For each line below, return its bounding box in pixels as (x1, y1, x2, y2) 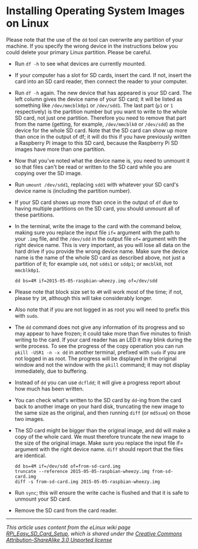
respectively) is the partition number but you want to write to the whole (14, 108, 187, 115)
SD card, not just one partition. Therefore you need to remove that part (14, 114, 187, 121)
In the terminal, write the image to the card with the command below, (14, 222, 182, 229)
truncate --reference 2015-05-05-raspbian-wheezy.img (14, 468, 150, 474)
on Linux (6, 17, 49, 30)
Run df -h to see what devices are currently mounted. (14, 60, 146, 67)
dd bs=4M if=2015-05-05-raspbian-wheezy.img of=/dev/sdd (14, 278, 158, 284)
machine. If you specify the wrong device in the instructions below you (6, 42, 178, 50)
